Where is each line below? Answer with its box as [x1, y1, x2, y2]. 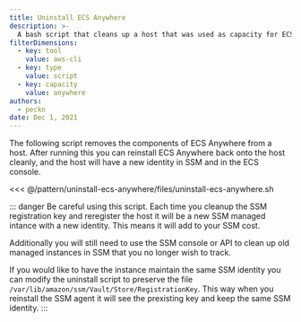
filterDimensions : [9, 38, 78, 48]
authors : [9, 96, 42, 106]
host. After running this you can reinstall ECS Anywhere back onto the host [9, 147, 285, 158]
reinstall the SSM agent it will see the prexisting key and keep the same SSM [9, 293, 291, 304]
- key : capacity [17, 80, 78, 89]
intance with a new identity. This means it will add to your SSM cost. [9, 221, 261, 231]
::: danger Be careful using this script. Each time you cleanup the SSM [9, 201, 267, 212]
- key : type [17, 64, 63, 73]
